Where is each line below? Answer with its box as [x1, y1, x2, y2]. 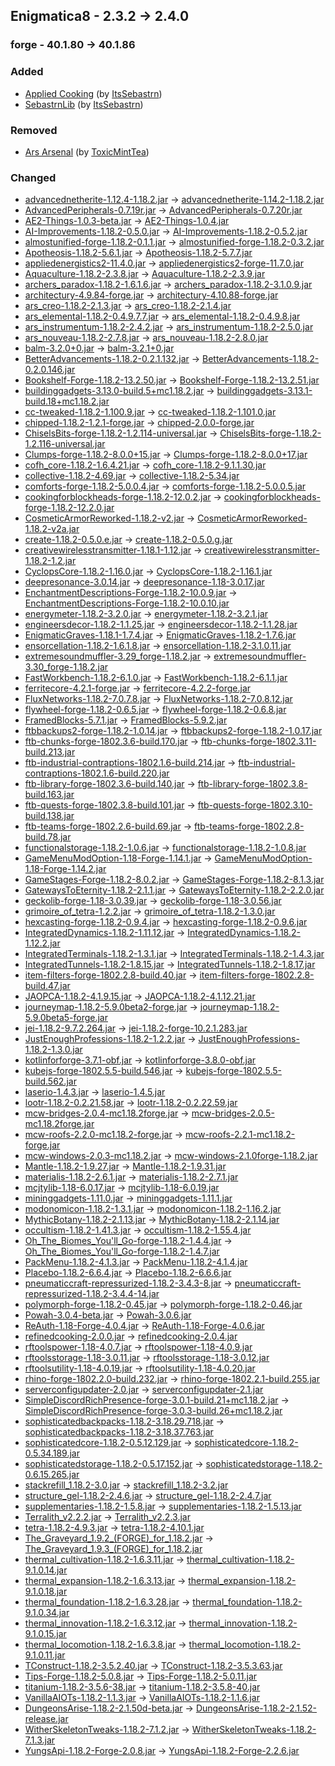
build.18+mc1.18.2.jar [24, 395, 110, 408]
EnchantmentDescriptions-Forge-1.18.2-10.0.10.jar [24, 597, 230, 609]
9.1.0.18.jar [24, 1585, 68, 1598]
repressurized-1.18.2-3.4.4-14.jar [24, 1288, 160, 1300]
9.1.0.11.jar [24, 1649, 66, 1661]
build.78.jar [24, 831, 72, 843]
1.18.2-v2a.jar [24, 523, 80, 535]
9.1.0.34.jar [24, 1607, 70, 1619]
